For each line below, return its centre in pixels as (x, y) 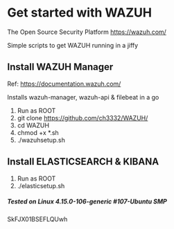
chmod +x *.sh (38, 132)
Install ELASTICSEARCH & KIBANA (83, 162)
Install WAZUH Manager (60, 67)
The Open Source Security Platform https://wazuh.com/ (87, 32)
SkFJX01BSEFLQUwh (37, 219)
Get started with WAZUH (80, 13)
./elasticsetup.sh (41, 185)
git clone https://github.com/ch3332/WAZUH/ (82, 118)
